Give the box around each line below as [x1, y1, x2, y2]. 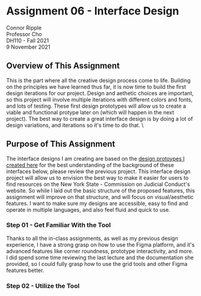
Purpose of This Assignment [6, 139, 115, 149]
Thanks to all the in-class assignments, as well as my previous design [6, 235, 178, 242]
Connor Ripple [6, 24, 42, 31]
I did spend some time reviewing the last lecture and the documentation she [6, 254, 194, 261]
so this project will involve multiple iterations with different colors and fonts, [6, 96, 193, 103]
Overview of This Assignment [6, 61, 120, 71]
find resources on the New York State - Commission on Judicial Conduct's [6, 180, 190, 188]
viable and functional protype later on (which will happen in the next [6, 108, 175, 116]
